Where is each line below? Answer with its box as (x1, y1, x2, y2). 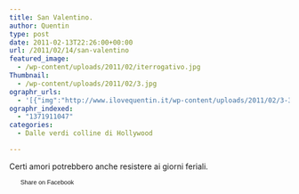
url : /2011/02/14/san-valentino (9, 46, 129, 55)
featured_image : (9, 54, 69, 63)
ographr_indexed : (9, 104, 74, 113)
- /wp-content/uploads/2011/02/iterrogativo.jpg (17, 63, 201, 72)
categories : (9, 121, 53, 130)
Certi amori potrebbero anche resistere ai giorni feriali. (9, 161, 209, 172)
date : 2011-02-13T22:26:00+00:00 (9, 37, 133, 47)
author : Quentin (9, 21, 69, 30)
